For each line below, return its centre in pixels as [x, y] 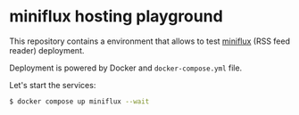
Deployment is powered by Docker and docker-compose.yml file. [126, 68]
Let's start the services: [53, 85]
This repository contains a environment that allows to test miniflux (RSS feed [150, 41]
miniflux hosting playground [116, 16]
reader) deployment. [47, 50]
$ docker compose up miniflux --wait [79, 101]
